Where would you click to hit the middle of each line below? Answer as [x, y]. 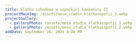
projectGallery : [22, 18]
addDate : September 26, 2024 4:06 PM [44, 32]
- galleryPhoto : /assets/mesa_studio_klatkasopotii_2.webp [71, 28]
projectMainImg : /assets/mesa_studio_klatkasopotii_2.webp [67, 14]
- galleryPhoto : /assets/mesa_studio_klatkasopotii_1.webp [71, 23]
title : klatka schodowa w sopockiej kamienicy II [57, 9]
